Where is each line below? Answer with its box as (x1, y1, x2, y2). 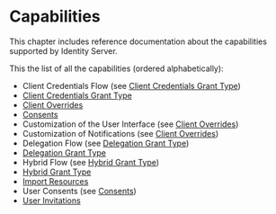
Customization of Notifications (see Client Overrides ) (22, 128, 219, 138)
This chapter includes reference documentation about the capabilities (9, 36, 268, 47)
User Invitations (22, 195, 81, 206)
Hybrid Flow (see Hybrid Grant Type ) (22, 156, 160, 167)
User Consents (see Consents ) (22, 185, 137, 196)
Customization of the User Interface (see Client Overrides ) (22, 119, 239, 129)
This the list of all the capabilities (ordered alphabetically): (9, 63, 224, 74)
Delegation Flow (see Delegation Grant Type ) (22, 138, 190, 148)
